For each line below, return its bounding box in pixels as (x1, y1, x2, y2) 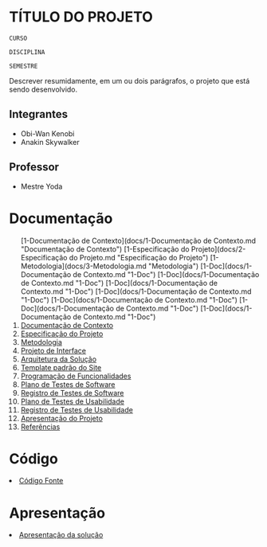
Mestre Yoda (20, 182, 63, 191)
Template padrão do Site (20, 362, 102, 372)
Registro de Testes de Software (20, 388, 124, 397)
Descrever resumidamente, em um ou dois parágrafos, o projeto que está (9, 76, 250, 85)
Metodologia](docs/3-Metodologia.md (20, 261, 147, 271)
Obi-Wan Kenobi (20, 128, 75, 139)
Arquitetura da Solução (20, 354, 97, 364)
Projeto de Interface (20, 346, 87, 355)
